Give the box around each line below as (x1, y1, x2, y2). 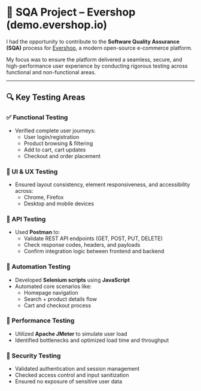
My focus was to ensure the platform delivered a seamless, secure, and (6, 56, 182, 63)
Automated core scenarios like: (14, 283, 92, 290)
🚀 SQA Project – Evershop (6, 5, 136, 19)
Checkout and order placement (23, 152, 101, 159)
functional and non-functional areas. (6, 68, 96, 75)
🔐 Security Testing (6, 351, 61, 360)
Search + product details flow (23, 295, 98, 302)
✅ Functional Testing (6, 113, 68, 122)
